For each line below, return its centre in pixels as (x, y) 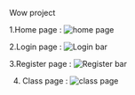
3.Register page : (40, 64)
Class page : (45, 81)
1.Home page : (36, 29)
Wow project (32, 13)
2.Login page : (36, 47)
